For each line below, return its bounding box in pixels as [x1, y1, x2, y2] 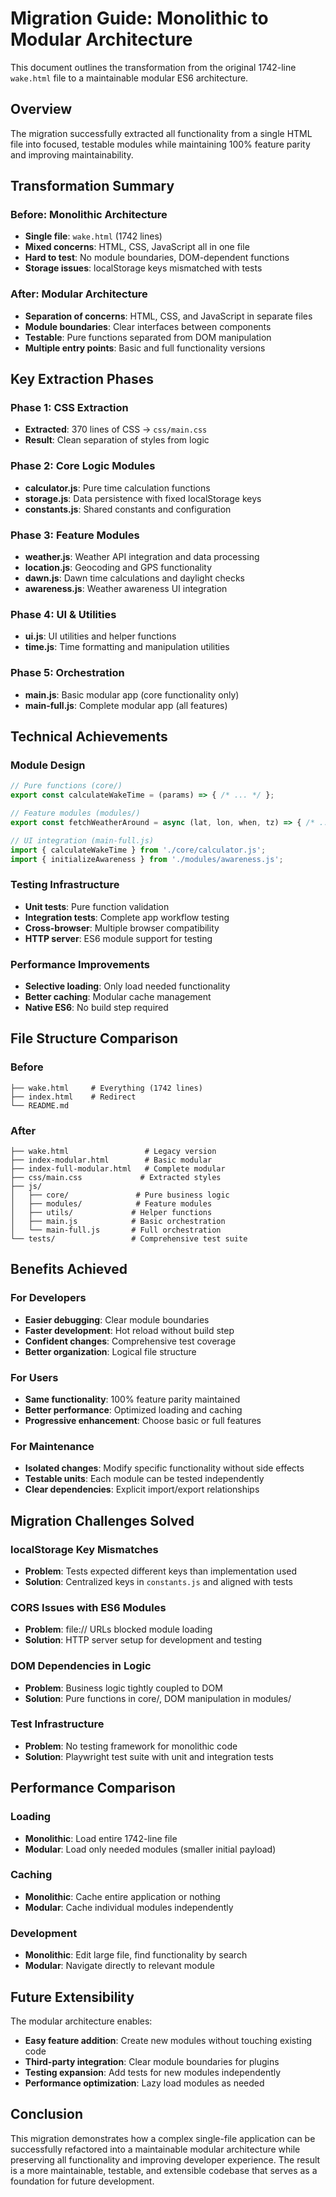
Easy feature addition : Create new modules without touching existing [24, 2034, 313, 2046]
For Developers [10, 1291, 87, 1305]
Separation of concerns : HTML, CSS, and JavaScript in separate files [24, 310, 313, 322]
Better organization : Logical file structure [24, 1345, 197, 1357]
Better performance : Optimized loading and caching [24, 1403, 243, 1416]
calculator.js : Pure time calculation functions [24, 482, 211, 494]
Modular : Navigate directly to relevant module [24, 1960, 215, 1972]
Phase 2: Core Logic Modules [10, 459, 156, 473]
